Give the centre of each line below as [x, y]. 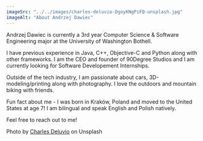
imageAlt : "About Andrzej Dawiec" [50, 17]
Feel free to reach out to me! [42, 120]
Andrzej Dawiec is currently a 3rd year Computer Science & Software [93, 34]
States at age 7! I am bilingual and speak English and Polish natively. [92, 108]
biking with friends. [30, 90]
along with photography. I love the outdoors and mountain [124, 83]
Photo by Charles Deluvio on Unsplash [54, 131]
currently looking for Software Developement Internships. [78, 65]
